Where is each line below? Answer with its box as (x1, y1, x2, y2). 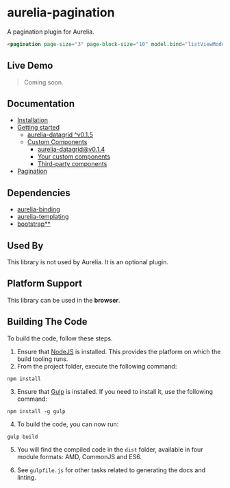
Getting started (16, 124, 60, 132)
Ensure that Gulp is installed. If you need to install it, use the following (16, 387, 214, 395)
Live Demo (7, 60, 53, 71)
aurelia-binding (16, 205, 60, 213)
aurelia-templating (16, 213, 69, 221)
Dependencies (7, 187, 71, 198)
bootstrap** (16, 220, 51, 228)
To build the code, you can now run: (16, 420, 119, 428)
